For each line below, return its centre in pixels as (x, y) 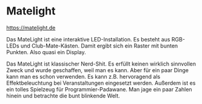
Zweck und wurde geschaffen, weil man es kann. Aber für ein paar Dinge (98, 70)
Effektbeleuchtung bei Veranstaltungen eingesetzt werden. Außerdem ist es (101, 83)
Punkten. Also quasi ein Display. (46, 52)
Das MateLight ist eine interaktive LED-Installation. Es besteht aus (88, 39)
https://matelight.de (31, 28)
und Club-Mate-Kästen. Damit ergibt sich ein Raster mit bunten (99, 46)
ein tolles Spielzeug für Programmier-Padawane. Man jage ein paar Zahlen (99, 89)
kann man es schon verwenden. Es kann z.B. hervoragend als (83, 76)
